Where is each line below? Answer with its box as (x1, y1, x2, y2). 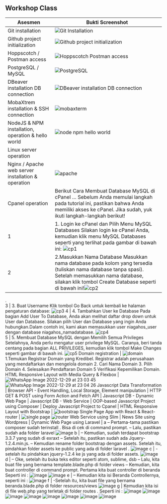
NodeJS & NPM (7, 119, 44, 126)
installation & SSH (7, 105, 49, 112)
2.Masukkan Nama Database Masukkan (54, 253, 148, 260)
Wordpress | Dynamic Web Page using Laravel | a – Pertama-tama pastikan (5, 419, 159, 425)
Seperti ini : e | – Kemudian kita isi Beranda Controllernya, (5, 472, 160, 478)
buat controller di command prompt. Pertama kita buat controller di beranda (5, 467, 161, 473)
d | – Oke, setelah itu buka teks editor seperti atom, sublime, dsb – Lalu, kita (5, 456, 160, 462)
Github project (7, 35, 41, 42)
